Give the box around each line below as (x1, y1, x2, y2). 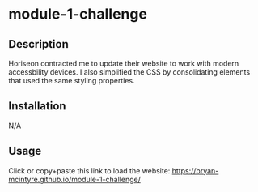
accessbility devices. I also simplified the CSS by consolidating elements (8, 67, 251, 77)
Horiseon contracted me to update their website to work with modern (8, 58, 239, 68)
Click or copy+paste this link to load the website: (8, 165, 171, 175)
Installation (8, 99, 66, 113)
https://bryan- (171, 165, 219, 175)
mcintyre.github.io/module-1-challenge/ (8, 174, 142, 184)
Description (8, 37, 69, 51)
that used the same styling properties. (8, 76, 135, 85)
